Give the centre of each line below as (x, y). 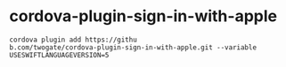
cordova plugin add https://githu (74, 40)
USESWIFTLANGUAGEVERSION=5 (59, 55)
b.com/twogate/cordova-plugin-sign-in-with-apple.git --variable (133, 47)
